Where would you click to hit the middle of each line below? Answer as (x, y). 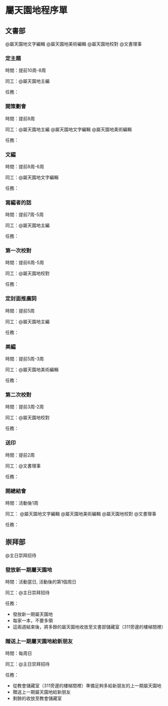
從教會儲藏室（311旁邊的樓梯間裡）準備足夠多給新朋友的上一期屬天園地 (87, 686)
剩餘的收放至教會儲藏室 (37, 698)
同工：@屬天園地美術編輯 (32, 370)
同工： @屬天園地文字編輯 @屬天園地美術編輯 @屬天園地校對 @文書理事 (81, 513)
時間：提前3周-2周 (25, 407)
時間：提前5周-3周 (25, 359)
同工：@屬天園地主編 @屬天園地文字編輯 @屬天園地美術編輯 (69, 129)
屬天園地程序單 (37, 10)
